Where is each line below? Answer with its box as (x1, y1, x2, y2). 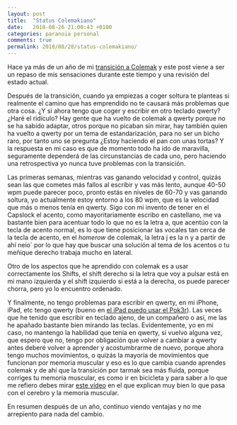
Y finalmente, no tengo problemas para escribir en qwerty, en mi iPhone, (7, 298, 219, 307)
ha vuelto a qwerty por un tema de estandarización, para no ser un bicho (7, 129, 220, 137)
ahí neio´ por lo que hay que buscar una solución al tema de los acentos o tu (7, 241, 230, 249)
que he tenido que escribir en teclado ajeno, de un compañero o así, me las (7, 313, 228, 322)
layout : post (7, 10, 46, 18)
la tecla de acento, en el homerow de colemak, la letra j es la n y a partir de (7, 233, 226, 242)
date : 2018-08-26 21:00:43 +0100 (7, 23, 112, 30)
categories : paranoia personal (7, 30, 100, 38)
